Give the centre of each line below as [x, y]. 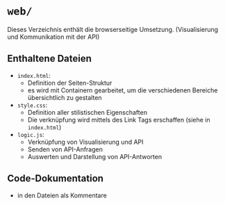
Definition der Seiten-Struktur [70, 83]
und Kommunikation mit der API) [53, 37]
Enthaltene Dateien [50, 59]
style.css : [32, 105]
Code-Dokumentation [56, 179]
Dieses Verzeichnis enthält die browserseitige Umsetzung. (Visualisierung [113, 29]
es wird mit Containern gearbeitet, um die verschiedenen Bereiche [123, 90]
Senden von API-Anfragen [65, 149]
